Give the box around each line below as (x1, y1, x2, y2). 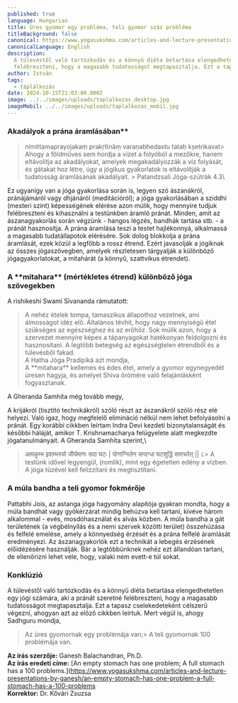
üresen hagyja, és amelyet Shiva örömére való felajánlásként (24, 371, 202, 380)
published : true (7, 10, 55, 18)
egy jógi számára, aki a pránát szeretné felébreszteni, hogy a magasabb (7, 594, 218, 602)
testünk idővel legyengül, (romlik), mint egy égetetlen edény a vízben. (24, 458, 228, 467)
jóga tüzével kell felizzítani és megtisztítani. (30, 466, 157, 474)
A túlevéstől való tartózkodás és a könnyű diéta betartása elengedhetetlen (7, 587, 224, 595)
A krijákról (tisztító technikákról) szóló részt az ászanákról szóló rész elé (7, 406, 218, 415)
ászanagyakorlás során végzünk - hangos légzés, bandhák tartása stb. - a (7, 217, 225, 225)
